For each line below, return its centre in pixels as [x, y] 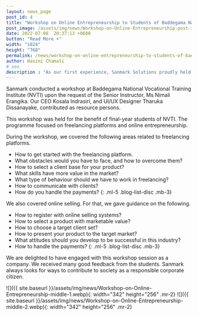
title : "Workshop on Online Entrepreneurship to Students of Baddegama [96, 22]
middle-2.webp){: [27, 307]
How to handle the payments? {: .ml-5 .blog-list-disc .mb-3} [87, 246]
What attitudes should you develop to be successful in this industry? [98, 240]
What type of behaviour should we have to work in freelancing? [92, 180]
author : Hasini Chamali [35, 61]
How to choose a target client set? [56, 227]
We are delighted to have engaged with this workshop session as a [88, 258]
